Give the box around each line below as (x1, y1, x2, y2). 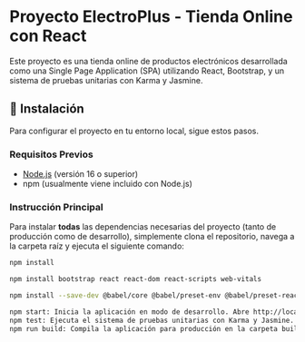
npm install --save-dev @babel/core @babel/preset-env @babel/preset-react (9, 291, 302, 300)
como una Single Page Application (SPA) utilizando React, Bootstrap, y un (9, 65, 285, 76)
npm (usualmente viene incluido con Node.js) (22, 179, 193, 190)
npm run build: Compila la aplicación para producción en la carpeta (9, 324, 279, 333)
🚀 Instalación (9, 102, 84, 117)
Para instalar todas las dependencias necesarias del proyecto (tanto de (9, 221, 277, 232)
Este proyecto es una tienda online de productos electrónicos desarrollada (9, 55, 288, 66)
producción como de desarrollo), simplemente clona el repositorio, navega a (9, 231, 295, 242)
